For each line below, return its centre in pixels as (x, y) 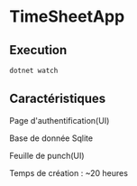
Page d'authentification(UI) (59, 120)
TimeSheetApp (67, 17)
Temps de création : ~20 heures (69, 172)
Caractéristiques (58, 99)
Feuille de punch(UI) (47, 155)
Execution (38, 50)
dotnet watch (34, 70)
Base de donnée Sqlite (51, 138)
